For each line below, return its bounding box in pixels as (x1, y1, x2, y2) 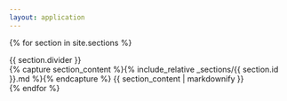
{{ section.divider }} (9, 54, 82, 65)
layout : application (9, 12, 86, 22)
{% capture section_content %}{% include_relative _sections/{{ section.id (9, 64, 279, 74)
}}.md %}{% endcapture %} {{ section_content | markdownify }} (9, 73, 244, 84)
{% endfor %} (9, 82, 60, 93)
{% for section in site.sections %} (9, 37, 132, 48)
